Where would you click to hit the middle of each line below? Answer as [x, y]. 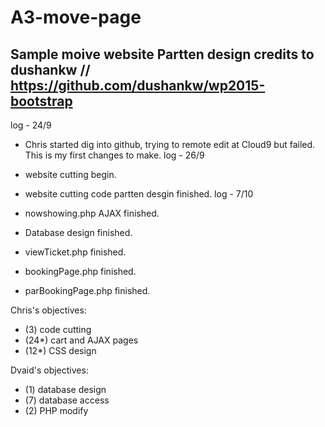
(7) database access [67, 400]
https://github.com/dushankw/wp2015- [138, 85]
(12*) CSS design [60, 350]
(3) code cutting [58, 329]
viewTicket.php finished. [75, 252]
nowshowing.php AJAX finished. [92, 213]
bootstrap [41, 101]
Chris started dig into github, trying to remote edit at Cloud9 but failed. [170, 144]
